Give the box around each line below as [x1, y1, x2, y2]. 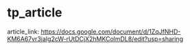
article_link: [7, 27, 40, 36]
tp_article [7, 5, 63, 21]
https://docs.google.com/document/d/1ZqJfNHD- [40, 27, 181, 36]
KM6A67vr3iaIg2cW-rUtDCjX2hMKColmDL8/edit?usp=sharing [7, 34, 184, 42]
